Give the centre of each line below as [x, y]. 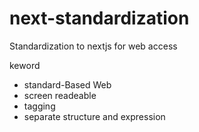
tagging [39, 106]
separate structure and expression [94, 116]
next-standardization [99, 18]
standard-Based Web [67, 84]
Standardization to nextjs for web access [93, 46]
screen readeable [60, 95]
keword [25, 65]
